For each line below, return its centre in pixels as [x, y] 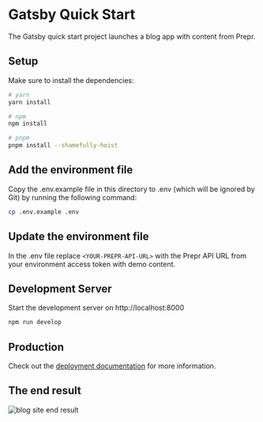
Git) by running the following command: [73, 197]
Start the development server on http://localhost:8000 [96, 308]
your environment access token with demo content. [92, 264]
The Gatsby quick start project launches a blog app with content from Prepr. [132, 36]
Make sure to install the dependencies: [71, 80]
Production [36, 347]
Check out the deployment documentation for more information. [112, 366]
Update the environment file [79, 237]
